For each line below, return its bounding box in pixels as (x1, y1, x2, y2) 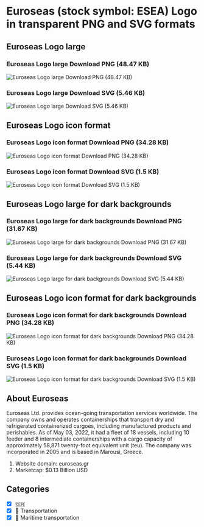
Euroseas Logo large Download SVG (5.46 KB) (6, 88, 145, 97)
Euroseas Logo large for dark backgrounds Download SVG (6, 254, 182, 262)
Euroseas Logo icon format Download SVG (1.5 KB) (6, 167, 160, 176)
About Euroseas (6, 393, 69, 403)
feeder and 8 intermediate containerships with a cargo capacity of (6, 435, 172, 442)
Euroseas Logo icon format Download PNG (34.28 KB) (6, 138, 169, 147)
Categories (6, 484, 50, 494)
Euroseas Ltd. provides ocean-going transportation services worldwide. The (6, 409, 198, 416)
